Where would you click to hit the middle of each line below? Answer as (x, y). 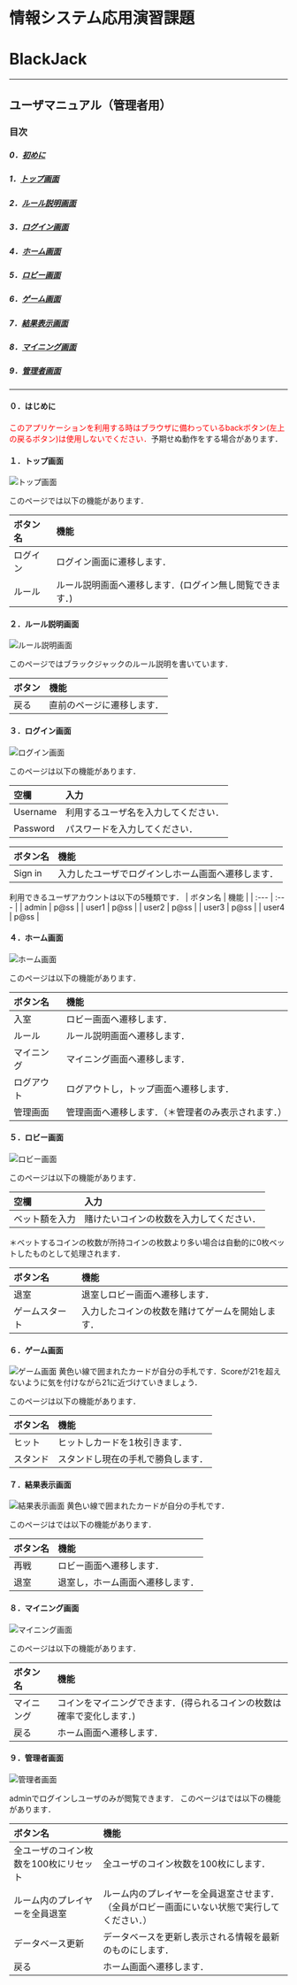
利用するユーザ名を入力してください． (145, 812)
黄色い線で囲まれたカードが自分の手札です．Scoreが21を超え (170, 1372)
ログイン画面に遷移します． (114, 562)
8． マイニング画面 (43, 347)
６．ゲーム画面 (36, 1350)
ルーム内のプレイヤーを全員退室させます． (191, 1893)
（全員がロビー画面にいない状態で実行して (191, 1906)
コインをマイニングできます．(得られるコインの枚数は (169, 1703)
